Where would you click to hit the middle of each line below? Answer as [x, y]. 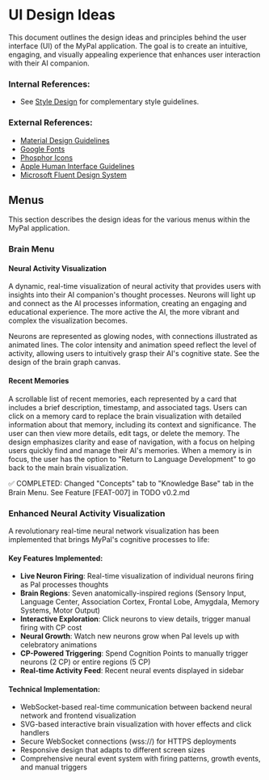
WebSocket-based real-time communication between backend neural [136, 707]
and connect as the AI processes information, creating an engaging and [128, 303]
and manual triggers [53, 767]
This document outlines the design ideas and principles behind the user [128, 37]
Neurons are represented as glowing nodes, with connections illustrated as [133, 337]
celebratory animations [59, 645]
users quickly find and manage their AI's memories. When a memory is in [130, 450]
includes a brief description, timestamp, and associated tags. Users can [128, 407]
